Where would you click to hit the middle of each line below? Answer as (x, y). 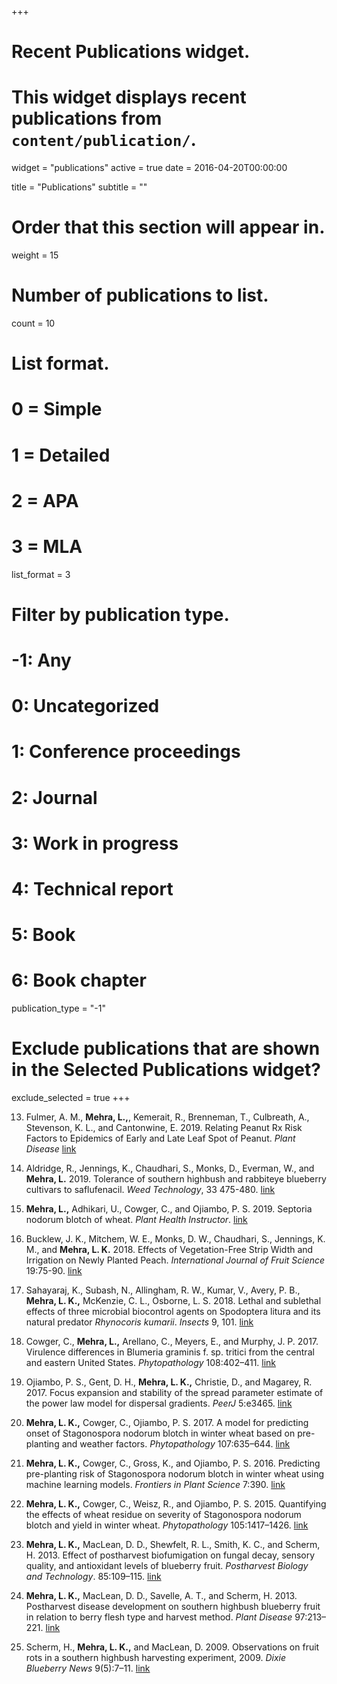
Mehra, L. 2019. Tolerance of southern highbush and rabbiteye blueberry (176, 1179)
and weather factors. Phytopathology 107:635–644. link (176, 1444)
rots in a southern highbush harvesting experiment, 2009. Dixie (156, 1658)
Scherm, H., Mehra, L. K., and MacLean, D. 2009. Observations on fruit (172, 1647)
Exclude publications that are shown (166, 1048)
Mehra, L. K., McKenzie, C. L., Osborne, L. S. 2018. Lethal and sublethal (173, 1301)
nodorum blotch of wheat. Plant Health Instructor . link (136, 1220)
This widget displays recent (129, 97)
